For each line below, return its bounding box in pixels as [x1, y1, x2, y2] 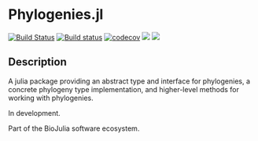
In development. [8, 108, 61, 117]
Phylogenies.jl [8, 6, 104, 24]
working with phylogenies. [8, 93, 94, 102]
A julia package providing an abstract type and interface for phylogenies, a [8, 76, 250, 86]
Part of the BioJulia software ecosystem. [8, 124, 140, 133]
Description [8, 55, 67, 69]
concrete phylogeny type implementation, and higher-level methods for [8, 84, 240, 94]
